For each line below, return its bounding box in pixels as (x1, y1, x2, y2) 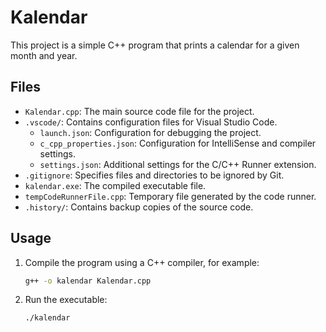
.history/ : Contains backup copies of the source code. (24, 201, 254, 213)
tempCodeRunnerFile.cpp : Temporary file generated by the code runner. (24, 190, 317, 202)
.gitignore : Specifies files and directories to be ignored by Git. (24, 169, 285, 181)
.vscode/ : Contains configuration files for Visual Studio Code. (24, 116, 278, 128)
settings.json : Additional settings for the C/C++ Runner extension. (39, 158, 317, 170)
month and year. (10, 49, 78, 61)
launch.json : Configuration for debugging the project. (39, 126, 262, 138)
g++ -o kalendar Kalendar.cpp (24, 276, 152, 286)
